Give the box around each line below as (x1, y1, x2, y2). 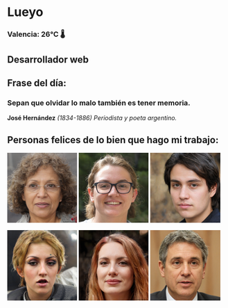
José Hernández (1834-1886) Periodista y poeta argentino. (7, 114, 177, 122)
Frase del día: (7, 77, 67, 89)
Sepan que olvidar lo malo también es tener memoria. (7, 98, 191, 108)
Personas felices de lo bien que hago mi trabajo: (7, 133, 219, 146)
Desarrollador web (7, 54, 89, 65)
